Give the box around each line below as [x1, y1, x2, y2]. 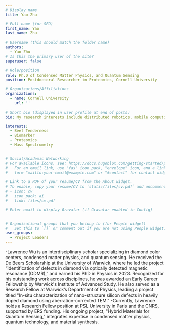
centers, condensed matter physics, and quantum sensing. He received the [5, 254, 162, 260]
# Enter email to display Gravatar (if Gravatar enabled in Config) [5, 207, 153, 212]
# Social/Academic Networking [5, 156, 69, 161]
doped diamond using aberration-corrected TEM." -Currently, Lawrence [5, 298, 155, 303]
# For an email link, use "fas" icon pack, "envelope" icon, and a [5, 165, 155, 170]
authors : [5, 45, 24, 50]
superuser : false [5, 59, 42, 64]
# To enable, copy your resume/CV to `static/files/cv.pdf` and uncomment [5, 184, 166, 189]
